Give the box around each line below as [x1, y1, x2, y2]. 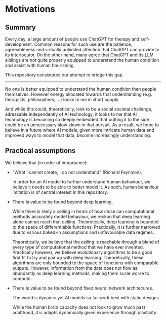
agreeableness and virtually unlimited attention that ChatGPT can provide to [5, 47, 160, 52]
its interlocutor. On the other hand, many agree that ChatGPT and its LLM [5, 52, 154, 58]
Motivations [5, 3, 55, 15]
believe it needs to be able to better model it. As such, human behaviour [12, 184, 159, 190]
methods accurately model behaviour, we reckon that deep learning [12, 213, 150, 219]
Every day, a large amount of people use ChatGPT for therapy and [5, 36, 140, 42]
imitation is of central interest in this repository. [12, 189, 108, 195]
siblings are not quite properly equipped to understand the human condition [5, 57, 160, 63]
